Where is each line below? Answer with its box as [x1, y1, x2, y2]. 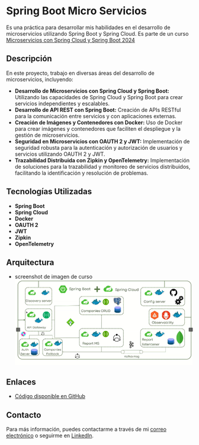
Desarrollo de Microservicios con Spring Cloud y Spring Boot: [14, 87, 170, 94]
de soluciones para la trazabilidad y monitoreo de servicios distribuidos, [14, 163, 191, 170]
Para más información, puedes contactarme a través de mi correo [6, 426, 167, 433]
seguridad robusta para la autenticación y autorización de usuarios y [14, 144, 182, 151]
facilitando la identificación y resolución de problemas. [14, 169, 149, 176]
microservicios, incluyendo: [6, 75, 73, 83]
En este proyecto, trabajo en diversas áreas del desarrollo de [6, 70, 155, 77]
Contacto [6, 410, 41, 420]
